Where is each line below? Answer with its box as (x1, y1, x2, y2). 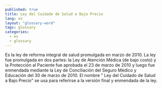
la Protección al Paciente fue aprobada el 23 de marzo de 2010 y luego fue (5, 62, 155, 68)
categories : (5, 29, 29, 34)
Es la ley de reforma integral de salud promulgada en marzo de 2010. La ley (5, 52, 156, 58)
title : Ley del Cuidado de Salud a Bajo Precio (5, 12, 104, 16)
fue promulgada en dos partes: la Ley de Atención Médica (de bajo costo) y (5, 57, 157, 63)
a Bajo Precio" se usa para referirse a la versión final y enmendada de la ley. (5, 77, 158, 83)
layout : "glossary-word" (5, 20, 55, 26)
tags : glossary (5, 25, 36, 30)
